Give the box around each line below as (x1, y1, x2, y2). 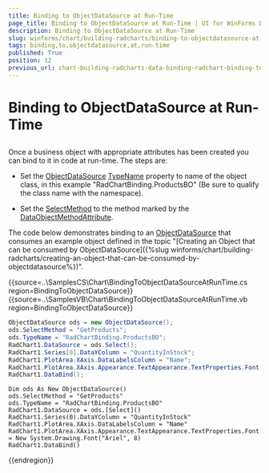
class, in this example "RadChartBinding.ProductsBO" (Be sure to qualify (19, 180, 259, 189)
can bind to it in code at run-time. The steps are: (8, 156, 168, 165)
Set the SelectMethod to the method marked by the (19, 204, 190, 213)
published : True (8, 49, 62, 57)
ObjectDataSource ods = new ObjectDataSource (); (8, 318, 174, 327)
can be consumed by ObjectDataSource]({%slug (8, 245, 170, 255)
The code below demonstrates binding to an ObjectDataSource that (8, 228, 231, 237)
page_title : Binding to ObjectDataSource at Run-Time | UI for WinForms (8, 19, 256, 27)
